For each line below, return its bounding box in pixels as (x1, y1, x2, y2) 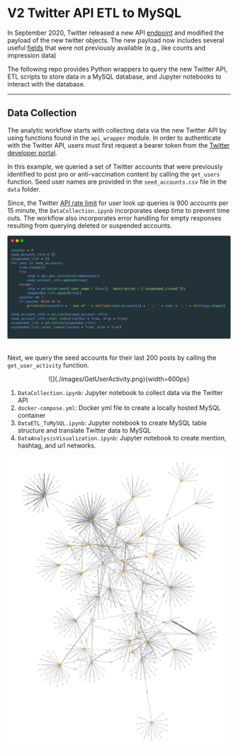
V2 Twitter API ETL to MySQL (7, 5, 182, 21)
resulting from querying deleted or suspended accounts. (7, 221, 172, 230)
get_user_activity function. (7, 361, 90, 370)
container (17, 411, 46, 420)
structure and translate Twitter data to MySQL (17, 426, 152, 435)
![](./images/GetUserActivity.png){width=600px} (48, 375, 190, 384)
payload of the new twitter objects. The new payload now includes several (7, 35, 225, 44)
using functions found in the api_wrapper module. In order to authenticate (7, 133, 222, 142)
